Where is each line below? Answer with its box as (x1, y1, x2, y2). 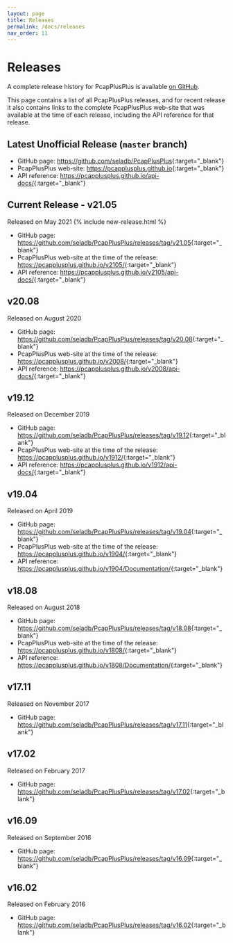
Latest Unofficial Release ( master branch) (7, 138, 188, 150)
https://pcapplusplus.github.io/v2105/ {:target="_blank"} (17, 260, 177, 268)
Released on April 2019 (7, 507, 74, 515)
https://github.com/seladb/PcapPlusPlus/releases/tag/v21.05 (17, 238, 192, 247)
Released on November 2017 (7, 700, 89, 708)
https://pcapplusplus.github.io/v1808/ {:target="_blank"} (17, 646, 177, 654)
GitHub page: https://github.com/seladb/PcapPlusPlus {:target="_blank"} (17, 157, 224, 165)
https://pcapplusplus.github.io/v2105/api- (60, 268, 179, 276)
